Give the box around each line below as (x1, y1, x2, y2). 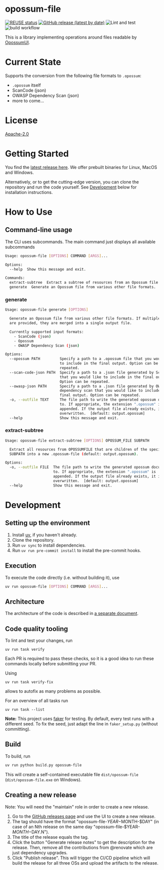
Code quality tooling (5, 624, 68, 633)
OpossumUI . (5, 39, 30, 45)
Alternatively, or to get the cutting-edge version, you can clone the (5, 179, 139, 185)
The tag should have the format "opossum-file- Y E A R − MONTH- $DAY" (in (12, 818, 160, 824)
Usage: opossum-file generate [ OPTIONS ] (5, 307, 89, 312)
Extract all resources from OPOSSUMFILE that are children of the (9, 447, 147, 452)
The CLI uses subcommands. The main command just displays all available (5, 238, 156, 245)
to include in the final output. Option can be (59, 361, 159, 366)
